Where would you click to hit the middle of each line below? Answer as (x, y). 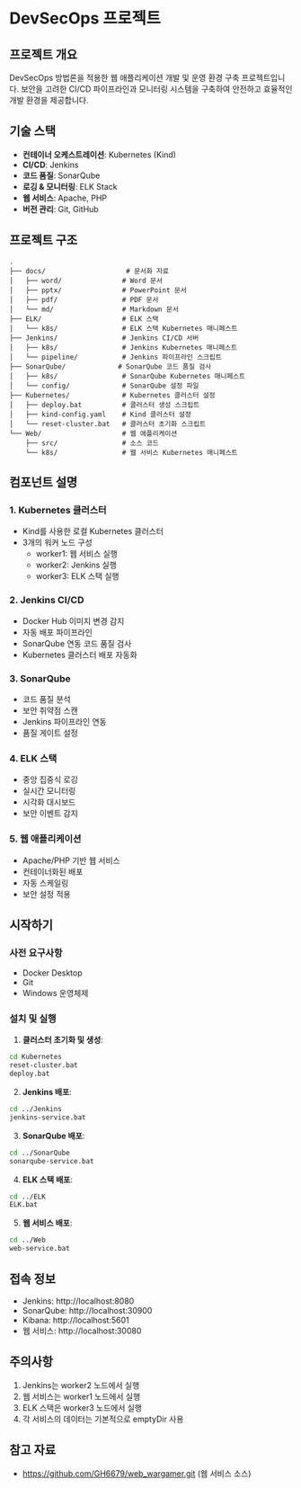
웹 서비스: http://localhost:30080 (82, 1331)
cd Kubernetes (36, 1057)
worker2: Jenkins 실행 (76, 565)
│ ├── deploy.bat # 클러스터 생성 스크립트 (105, 405)
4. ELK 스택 (33, 758)
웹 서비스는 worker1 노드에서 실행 (81, 1396)
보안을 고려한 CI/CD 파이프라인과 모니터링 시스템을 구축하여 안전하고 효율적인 (157, 89)
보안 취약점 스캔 (50, 710)
